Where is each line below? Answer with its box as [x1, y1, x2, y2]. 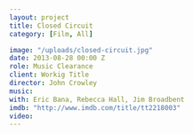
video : [9, 112, 34, 121]
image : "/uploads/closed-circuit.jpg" [9, 45, 153, 54]
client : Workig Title [9, 70, 90, 80]
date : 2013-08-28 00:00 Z [9, 54, 105, 63]
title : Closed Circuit [9, 21, 93, 30]
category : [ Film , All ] [9, 29, 93, 38]
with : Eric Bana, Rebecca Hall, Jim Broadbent [9, 95, 185, 104]
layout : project [9, 12, 69, 22]
